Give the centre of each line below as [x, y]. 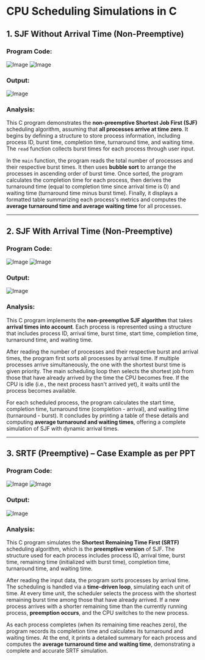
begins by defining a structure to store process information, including [93, 136]
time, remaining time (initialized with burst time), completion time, [88, 562]
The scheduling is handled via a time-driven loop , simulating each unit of [99, 587]
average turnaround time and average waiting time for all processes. [94, 206]
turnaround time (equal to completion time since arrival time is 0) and [93, 187]
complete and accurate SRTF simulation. [57, 651]
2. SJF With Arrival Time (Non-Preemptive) [89, 231]
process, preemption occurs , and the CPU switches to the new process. [98, 613]
